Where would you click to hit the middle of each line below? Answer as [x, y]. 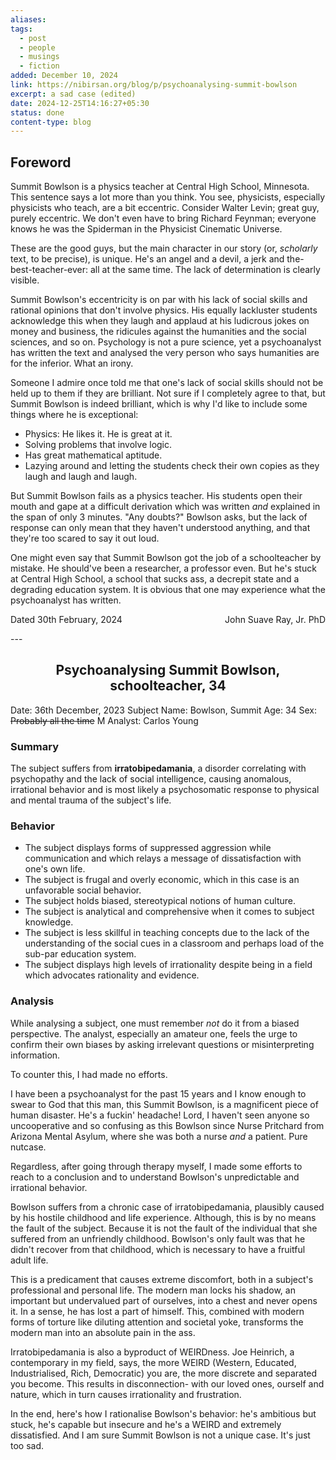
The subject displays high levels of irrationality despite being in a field [168, 965]
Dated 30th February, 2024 [66, 620]
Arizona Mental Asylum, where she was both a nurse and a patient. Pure [159, 1136]
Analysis [32, 1001]
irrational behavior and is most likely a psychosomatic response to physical [165, 790]
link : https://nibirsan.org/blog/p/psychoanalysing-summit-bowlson [154, 85]
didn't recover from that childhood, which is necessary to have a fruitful [158, 1249]
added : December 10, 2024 [64, 76]
